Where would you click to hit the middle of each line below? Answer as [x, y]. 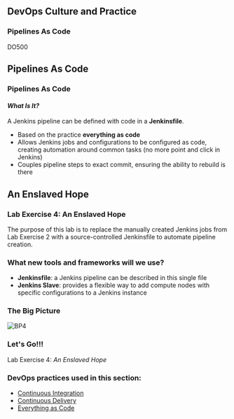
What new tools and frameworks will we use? [86, 262]
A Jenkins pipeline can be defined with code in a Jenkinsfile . [96, 121]
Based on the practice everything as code [79, 135]
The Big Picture [34, 311]
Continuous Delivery [47, 401]
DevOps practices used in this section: [74, 378]
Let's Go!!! [26, 345]
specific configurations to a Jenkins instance [82, 293]
